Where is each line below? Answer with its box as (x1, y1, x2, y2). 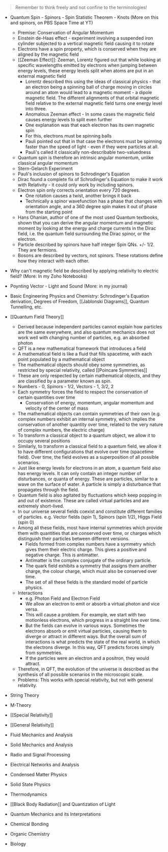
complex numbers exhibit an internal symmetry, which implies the (17, 416, 155, 422)
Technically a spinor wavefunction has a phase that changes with (25, 198, 163, 204)
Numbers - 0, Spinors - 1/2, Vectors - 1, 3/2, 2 (17, 384, 114, 389)
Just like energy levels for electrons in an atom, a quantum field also (17, 465, 161, 471)
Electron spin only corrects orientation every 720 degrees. (17, 187, 141, 193)
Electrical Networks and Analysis (10, 761, 79, 768)
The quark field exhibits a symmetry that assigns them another (25, 563, 157, 569)
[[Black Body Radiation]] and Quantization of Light (10, 801, 116, 807)
